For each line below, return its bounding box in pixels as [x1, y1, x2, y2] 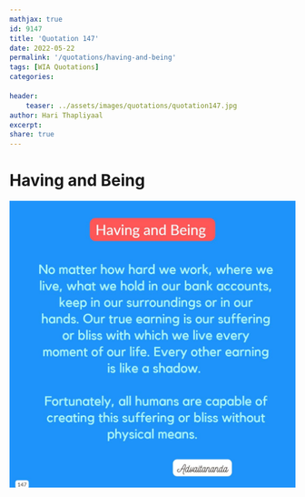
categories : [9, 73, 54, 82]
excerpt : [9, 120, 43, 129]
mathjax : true [9, 15, 64, 24]
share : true [9, 130, 54, 139]
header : [9, 91, 39, 100]
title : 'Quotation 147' [9, 34, 100, 43]
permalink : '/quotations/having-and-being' [9, 53, 177, 63]
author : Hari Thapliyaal [9, 110, 103, 120]
